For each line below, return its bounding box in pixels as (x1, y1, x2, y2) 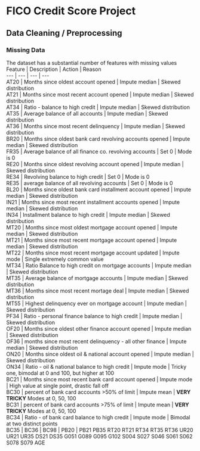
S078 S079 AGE (6, 439, 45, 446)
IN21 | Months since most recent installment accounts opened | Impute (6, 198, 180, 206)
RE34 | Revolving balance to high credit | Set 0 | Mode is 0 (6, 173, 150, 180)
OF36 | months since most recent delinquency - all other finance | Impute (6, 338, 187, 345)
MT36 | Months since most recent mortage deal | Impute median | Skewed (6, 287, 189, 294)
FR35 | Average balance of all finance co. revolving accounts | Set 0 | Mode (6, 148, 192, 155)
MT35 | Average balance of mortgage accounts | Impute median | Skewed (6, 274, 188, 281)
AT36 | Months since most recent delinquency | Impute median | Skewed (6, 122, 185, 129)
